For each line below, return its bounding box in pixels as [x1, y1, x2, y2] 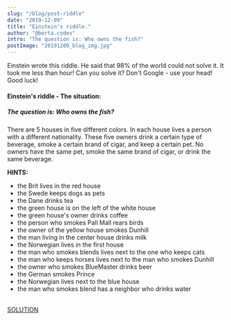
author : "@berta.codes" [7, 29, 76, 37]
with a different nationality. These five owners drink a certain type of [7, 132, 203, 141]
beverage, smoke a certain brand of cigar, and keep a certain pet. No [7, 140, 204, 148]
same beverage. [7, 154, 53, 163]
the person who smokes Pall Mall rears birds [17, 218, 144, 226]
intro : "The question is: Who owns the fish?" [7, 36, 144, 43]
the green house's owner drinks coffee [17, 211, 128, 219]
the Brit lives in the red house [17, 181, 101, 190]
